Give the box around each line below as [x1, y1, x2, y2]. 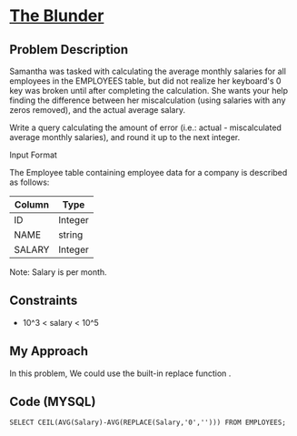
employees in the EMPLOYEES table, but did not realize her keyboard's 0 [9, 76, 282, 86]
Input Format [9, 149, 57, 160]
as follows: [9, 177, 50, 188]
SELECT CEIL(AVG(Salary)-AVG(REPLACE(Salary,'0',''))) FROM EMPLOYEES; [9, 418, 286, 428]
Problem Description [9, 42, 129, 57]
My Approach [9, 343, 89, 360]
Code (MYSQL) [9, 394, 96, 410]
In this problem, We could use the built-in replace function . [9, 368, 232, 379]
